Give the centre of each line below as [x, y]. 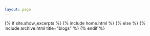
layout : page [18, 9]
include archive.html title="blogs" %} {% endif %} [55, 28]
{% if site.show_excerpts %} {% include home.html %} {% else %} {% [75, 23]
